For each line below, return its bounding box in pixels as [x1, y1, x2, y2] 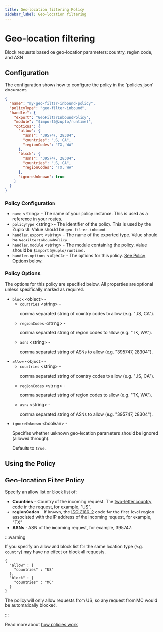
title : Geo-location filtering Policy [5, 7, 84, 12]
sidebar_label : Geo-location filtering [5, 12, 87, 17]
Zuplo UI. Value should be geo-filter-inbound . [12, 226, 107, 232]
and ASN [5, 55, 23, 60]
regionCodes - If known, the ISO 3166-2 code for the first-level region [12, 509, 155, 515]
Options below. [12, 258, 43, 264]
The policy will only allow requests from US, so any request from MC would [5, 597, 157, 603]
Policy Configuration [5, 200, 55, 207]
